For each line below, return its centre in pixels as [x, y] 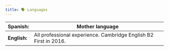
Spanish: [18, 26]
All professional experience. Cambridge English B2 [94, 35]
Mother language [98, 26]
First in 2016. [50, 41]
